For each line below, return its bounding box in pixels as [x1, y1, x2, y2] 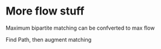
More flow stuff [5, 4, 85, 18]
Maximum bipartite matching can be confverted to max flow [5, 24, 155, 31]
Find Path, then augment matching [5, 36, 92, 43]
